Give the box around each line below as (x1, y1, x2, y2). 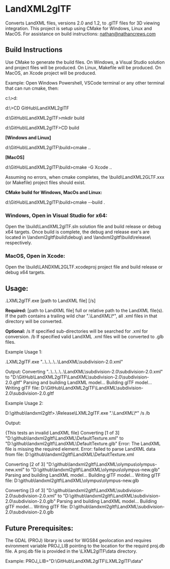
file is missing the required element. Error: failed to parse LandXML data (5, 446, 156, 452)
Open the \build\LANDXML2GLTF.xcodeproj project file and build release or (5, 264, 163, 270)
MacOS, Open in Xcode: (5, 252, 65, 259)
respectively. (5, 240, 32, 246)
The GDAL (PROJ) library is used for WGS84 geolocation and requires (5, 537, 152, 543)
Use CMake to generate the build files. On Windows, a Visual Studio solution (5, 59, 165, 65)
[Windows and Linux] (5, 134, 52, 141)
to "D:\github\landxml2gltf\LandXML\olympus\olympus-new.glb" (25, 467, 160, 473)
